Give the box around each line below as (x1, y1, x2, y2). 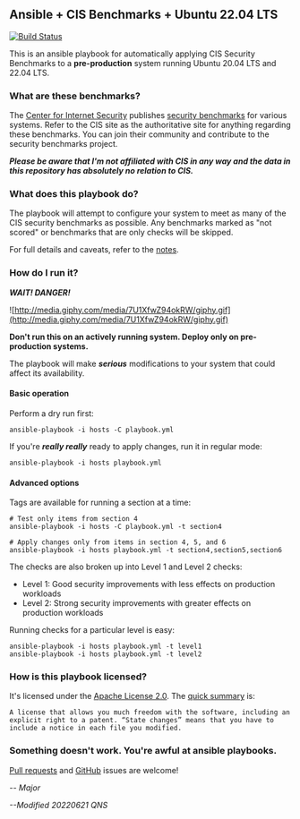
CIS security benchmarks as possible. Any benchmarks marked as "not (9, 218, 272, 228)
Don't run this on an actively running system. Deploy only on (9, 331, 239, 342)
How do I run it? (9, 267, 79, 279)
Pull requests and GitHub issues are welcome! (9, 764, 179, 775)
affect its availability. (9, 367, 85, 379)
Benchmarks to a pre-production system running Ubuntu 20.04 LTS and (9, 57, 277, 68)
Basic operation (9, 388, 70, 399)
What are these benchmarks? (9, 90, 141, 102)
